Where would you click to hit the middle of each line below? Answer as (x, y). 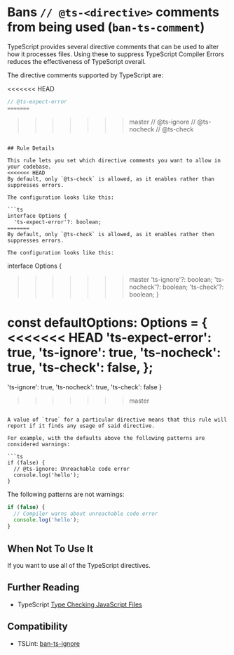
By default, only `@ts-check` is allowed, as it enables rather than (111, 179)
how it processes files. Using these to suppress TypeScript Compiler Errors (116, 54)
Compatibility (37, 627)
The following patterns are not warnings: (66, 494)
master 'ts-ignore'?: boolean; (171, 279)
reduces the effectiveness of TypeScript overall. (77, 61)
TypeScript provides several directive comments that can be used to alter (113, 46)
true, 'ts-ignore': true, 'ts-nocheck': (114, 352)
